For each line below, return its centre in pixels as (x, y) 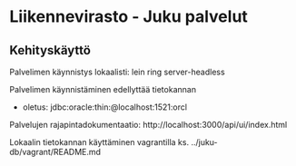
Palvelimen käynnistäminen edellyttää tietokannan (103, 89)
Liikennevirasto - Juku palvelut (128, 17)
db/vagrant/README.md (55, 152)
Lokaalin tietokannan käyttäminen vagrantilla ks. (99, 142)
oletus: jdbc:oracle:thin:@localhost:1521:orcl (105, 107)
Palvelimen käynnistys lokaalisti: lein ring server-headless (117, 72)
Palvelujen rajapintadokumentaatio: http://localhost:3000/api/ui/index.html (148, 125)
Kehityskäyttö (50, 50)
